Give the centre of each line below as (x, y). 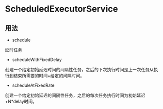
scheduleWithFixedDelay (37, 60)
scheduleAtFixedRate (33, 85)
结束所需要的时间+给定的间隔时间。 (49, 76)
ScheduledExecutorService (62, 9)
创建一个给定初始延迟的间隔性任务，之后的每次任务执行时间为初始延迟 (75, 95)
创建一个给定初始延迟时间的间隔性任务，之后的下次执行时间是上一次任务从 (79, 70)
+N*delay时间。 (21, 101)
